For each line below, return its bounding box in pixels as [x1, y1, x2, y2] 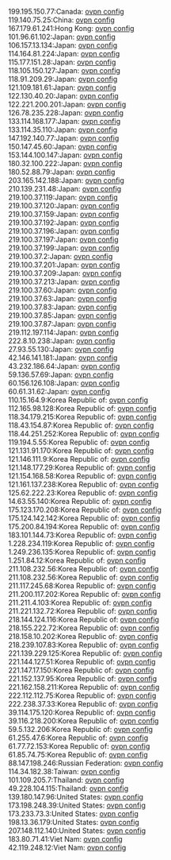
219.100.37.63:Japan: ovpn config [8, 294, 117, 303]
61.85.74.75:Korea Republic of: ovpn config [8, 750, 148, 759]
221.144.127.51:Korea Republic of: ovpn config [8, 657, 156, 666]
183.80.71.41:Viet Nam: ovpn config [8, 835, 123, 843]
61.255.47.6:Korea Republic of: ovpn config [8, 733, 149, 742]
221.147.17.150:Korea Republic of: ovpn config [8, 665, 154, 675]
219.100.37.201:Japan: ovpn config [8, 260, 120, 269]
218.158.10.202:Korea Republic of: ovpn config [8, 632, 158, 641]
